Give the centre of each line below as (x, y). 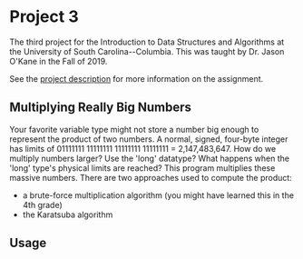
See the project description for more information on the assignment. (137, 78)
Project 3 (44, 17)
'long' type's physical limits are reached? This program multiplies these (142, 168)
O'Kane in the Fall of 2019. (59, 61)
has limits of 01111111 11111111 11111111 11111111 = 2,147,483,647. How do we (143, 148)
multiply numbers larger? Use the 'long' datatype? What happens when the (150, 158)
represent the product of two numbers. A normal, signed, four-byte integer (149, 139)
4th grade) (43, 204)
